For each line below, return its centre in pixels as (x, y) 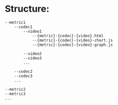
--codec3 (23, 76)
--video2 (33, 54)
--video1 (33, 31)
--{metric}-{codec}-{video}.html (68, 36)
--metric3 (15, 94)
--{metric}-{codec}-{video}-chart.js (73, 40)
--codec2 (23, 71)
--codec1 (23, 27)
